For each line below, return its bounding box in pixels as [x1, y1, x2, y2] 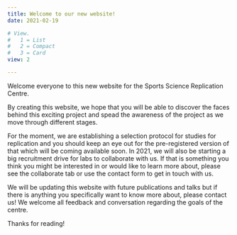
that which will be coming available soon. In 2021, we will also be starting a [7, 147, 226, 155]
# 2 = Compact [7, 43, 55, 50]
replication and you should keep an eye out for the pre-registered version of [7, 139, 229, 147]
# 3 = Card [7, 50, 46, 57]
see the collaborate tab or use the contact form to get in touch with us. [7, 169, 214, 178]
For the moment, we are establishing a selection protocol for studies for [7, 132, 216, 140]
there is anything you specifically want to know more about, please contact [7, 190, 227, 199]
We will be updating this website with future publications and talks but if [7, 183, 218, 191]
